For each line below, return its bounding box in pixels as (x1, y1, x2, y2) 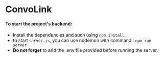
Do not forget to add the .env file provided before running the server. (12, 47, 158, 53)
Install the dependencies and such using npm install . (12, 32, 126, 38)
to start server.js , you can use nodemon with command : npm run (12, 37, 152, 44)
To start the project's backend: (5, 20, 73, 26)
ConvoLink (5, 4, 52, 15)
